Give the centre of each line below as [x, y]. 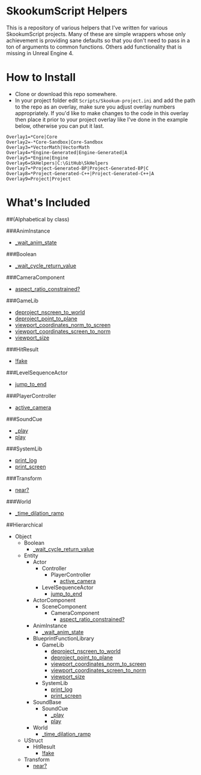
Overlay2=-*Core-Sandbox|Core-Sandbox [55, 142]
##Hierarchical [25, 525]
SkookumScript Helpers [67, 11]
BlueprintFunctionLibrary [63, 638]
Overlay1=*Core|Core [32, 137]
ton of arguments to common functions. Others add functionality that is [94, 47]
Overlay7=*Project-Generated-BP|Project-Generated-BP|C [77, 168]
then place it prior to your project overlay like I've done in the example [101, 119]
